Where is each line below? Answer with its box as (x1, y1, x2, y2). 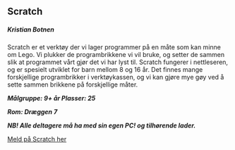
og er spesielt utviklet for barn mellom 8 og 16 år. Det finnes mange (7, 65, 203, 74)
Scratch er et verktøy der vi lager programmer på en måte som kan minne (7, 43, 221, 51)
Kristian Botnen (7, 25, 54, 34)
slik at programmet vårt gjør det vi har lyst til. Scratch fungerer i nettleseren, (7, 58, 228, 66)
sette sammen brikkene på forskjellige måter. (7, 80, 138, 89)
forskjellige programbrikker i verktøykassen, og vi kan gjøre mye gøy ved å (7, 73, 224, 82)
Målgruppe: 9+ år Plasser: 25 (7, 94, 96, 103)
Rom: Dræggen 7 (7, 108, 58, 116)
